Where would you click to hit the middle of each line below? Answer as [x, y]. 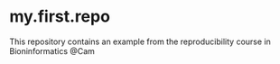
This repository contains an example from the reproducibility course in [140, 41]
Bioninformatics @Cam [52, 50]
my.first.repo [60, 17]
